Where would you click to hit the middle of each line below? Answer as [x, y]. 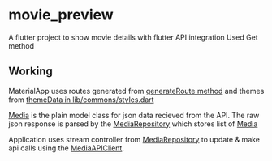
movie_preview [61, 15]
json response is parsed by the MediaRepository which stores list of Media [133, 124]
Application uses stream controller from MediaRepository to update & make [134, 139]
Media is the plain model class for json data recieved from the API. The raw [134, 115]
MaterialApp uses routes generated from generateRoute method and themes [136, 91]
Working [30, 72]
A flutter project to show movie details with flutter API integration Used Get [133, 37]
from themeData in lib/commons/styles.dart [81, 100]
